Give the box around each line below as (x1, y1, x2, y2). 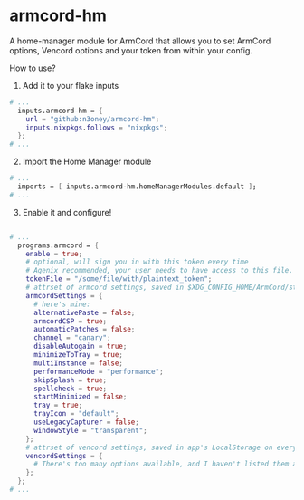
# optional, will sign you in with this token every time (25, 257, 249, 267)
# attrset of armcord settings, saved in (25, 283, 184, 293)
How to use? (9, 62, 56, 73)
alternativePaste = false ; (33, 308, 136, 317)
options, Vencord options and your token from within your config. (9, 44, 253, 55)
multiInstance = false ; (33, 359, 124, 368)
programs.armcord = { (17, 241, 100, 250)
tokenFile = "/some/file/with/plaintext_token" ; (25, 274, 213, 284)
